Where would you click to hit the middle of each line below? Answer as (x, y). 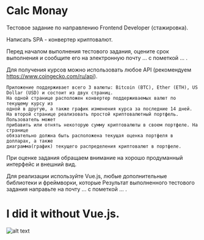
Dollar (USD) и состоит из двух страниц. (60, 92)
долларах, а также (30, 141)
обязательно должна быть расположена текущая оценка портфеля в (90, 135)
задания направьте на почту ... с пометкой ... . (67, 189)
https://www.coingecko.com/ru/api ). (52, 76)
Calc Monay (37, 11)
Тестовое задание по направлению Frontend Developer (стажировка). (97, 28)
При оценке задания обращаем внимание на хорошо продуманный (95, 157)
